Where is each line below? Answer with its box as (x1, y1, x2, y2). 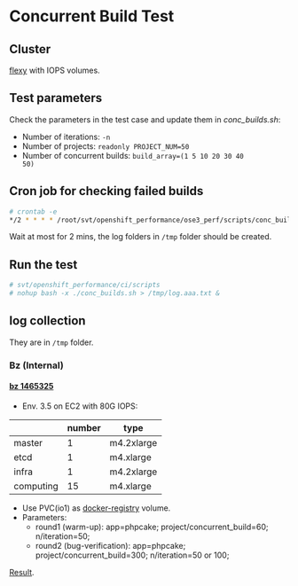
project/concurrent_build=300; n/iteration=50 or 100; (35, 550, 230, 560)
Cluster (9, 42, 51, 57)
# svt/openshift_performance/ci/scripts (9, 281, 161, 290)
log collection (9, 313, 86, 329)
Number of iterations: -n (21, 131, 111, 142)
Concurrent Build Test (9, 6, 175, 27)
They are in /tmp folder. (9, 337, 94, 348)
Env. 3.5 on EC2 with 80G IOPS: (21, 401, 138, 411)
